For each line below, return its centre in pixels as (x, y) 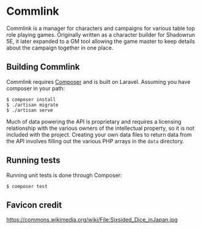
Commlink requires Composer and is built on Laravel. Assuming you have (98, 81)
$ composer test (27, 186)
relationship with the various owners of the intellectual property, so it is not (100, 128)
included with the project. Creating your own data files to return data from (99, 134)
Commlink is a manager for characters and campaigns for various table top (101, 28)
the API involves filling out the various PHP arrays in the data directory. (95, 141)
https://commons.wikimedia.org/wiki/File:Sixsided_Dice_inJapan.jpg (92, 220)
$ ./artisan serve (30, 110)
